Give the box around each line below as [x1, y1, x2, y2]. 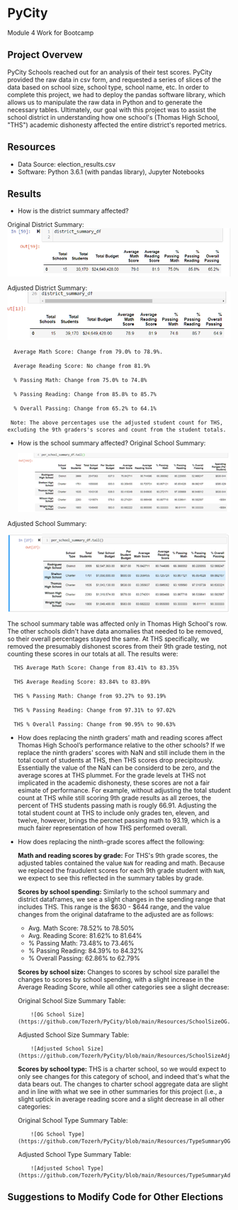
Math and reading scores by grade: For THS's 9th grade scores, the [17, 851, 218, 859]
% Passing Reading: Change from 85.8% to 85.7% [13, 391, 157, 398]
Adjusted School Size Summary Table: [17, 1030, 130, 1039]
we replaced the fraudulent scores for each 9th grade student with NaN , [17, 866, 225, 875]
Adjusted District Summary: [7, 284, 88, 292]
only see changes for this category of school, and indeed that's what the [17, 1072, 230, 1080]
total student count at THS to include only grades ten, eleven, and [17, 808, 210, 817]
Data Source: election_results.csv [17, 159, 115, 168]
